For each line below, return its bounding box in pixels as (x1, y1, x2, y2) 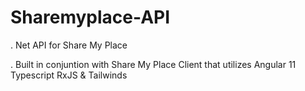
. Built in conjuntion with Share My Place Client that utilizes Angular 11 (10, 58, 297, 70)
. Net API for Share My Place (10, 39, 128, 51)
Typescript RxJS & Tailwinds (10, 69, 128, 81)
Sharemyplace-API (10, 6, 171, 29)
